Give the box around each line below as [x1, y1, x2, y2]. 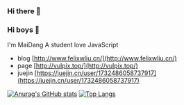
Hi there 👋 [7, 6, 42, 16]
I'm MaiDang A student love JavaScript [7, 41, 119, 49]
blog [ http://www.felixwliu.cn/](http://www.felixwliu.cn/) [17, 54, 177, 63]
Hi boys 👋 [7, 24, 40, 34]
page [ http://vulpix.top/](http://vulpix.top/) [17, 62, 139, 70]
